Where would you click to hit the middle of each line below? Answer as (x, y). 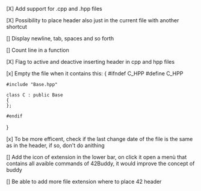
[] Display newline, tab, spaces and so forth (60, 38)
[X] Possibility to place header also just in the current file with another (93, 20)
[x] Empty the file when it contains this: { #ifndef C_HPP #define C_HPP (95, 74)
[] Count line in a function (38, 50)
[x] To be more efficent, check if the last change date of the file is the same (100, 139)
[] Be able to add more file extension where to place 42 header (84, 181)
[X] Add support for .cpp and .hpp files (54, 9)
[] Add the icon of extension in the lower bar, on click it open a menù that (97, 157)
